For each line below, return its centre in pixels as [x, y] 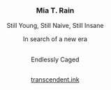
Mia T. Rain [55, 10]
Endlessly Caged [55, 59]
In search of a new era [55, 39]
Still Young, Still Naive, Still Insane [55, 26]
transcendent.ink [55, 80]
